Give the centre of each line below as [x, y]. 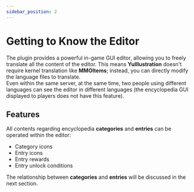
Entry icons [29, 153]
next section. [22, 184]
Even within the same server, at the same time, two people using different [96, 83]
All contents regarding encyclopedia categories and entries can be [89, 129]
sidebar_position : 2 [32, 12]
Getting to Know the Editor [73, 41]
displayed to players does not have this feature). [65, 95]
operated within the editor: [39, 135]
